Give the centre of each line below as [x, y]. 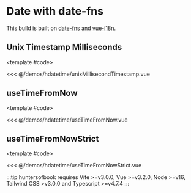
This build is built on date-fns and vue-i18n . [61, 28]
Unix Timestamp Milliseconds [64, 47]
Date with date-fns [55, 11]
